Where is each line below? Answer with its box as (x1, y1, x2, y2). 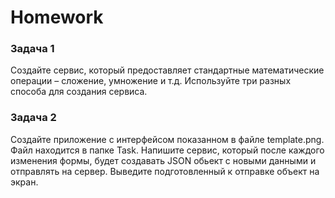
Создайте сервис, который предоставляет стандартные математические (10, 64, 325, 76)
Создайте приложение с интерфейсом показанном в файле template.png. (10, 133, 325, 145)
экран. (10, 176, 39, 188)
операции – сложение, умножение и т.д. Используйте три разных (10, 75, 292, 87)
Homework (10, 6, 104, 29)
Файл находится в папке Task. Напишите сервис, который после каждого (10, 144, 325, 156)
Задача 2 (10, 111, 57, 125)
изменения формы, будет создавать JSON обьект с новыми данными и (10, 154, 317, 166)
